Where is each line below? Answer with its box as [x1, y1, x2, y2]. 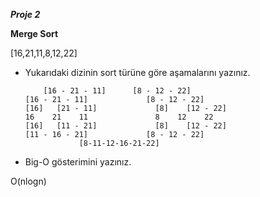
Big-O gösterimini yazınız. [24, 156, 132, 168]
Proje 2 [10, 9, 41, 20]
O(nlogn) [10, 175, 47, 187]
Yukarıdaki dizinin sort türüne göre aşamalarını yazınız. [24, 67, 251, 78]
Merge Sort [10, 28, 59, 39]
